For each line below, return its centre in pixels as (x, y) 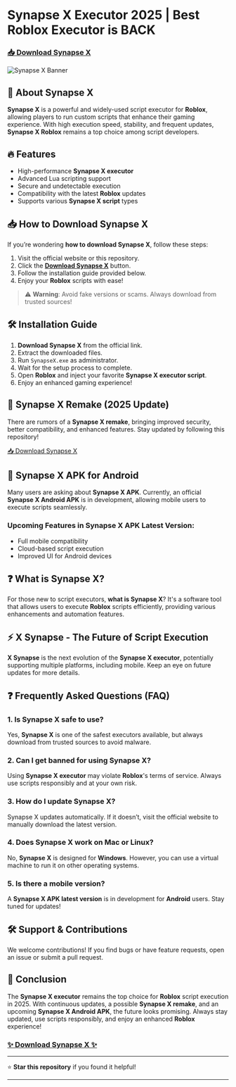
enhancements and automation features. (66, 614)
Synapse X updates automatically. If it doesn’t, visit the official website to (113, 817)
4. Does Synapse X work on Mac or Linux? (80, 843)
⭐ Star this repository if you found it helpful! (72, 1067)
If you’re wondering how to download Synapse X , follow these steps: (108, 244)
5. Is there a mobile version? (56, 884)
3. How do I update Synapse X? (61, 801)
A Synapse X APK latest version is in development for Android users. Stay (116, 899)
